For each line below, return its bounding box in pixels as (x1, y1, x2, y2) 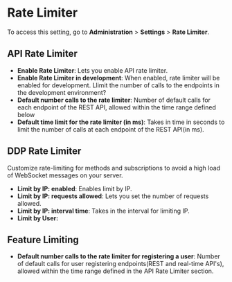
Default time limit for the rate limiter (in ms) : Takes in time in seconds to (17, 118, 225, 126)
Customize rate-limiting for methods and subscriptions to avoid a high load (7, 164, 220, 172)
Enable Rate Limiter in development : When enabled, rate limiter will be (17, 73, 220, 82)
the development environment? (17, 88, 107, 96)
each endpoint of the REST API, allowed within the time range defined (17, 103, 217, 112)
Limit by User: (17, 213, 59, 222)
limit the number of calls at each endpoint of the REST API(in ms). (17, 125, 204, 133)
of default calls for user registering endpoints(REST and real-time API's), (17, 260, 224, 268)
